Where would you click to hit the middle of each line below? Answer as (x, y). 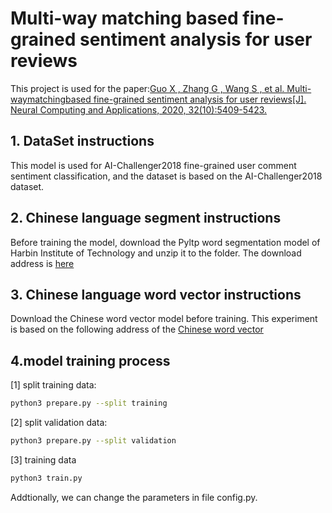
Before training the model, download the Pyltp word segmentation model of (165, 242)
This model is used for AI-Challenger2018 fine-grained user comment (153, 165)
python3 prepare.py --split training (89, 403)
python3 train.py (46, 478)
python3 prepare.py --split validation (93, 441)
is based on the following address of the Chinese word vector (137, 329)
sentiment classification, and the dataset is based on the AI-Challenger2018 (166, 176)
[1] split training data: (53, 385)
